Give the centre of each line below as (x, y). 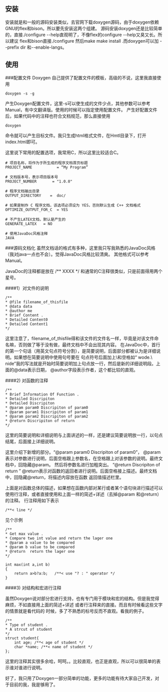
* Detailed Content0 (27, 320)
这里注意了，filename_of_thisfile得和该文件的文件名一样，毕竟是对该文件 (80, 338)
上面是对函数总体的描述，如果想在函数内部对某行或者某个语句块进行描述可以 (84, 488)
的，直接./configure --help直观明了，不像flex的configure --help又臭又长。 (82, 35)
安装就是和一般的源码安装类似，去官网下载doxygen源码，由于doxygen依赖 (82, 22)
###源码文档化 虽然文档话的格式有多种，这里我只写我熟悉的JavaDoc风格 (80, 248)
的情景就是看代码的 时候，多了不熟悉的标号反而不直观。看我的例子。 (76, 611)
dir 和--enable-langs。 (43, 47)
